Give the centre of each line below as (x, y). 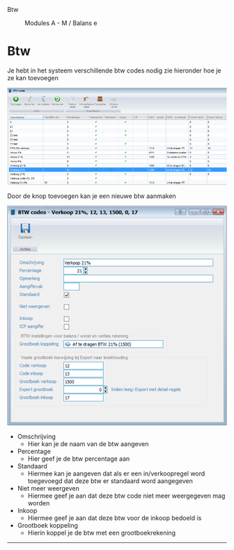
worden (39, 503)
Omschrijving (36, 436)
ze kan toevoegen (33, 77)
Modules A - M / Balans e (61, 23)
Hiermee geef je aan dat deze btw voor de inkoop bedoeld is (115, 518)
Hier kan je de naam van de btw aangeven (88, 444)
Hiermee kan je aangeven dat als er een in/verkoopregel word (116, 474)
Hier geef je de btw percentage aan (79, 459)
